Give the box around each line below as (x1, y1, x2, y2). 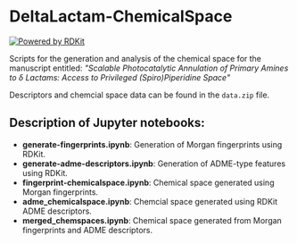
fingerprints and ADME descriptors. (21, 224, 153, 235)
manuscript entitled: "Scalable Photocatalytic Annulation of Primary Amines (9, 63, 289, 73)
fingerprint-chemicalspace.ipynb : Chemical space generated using (21, 177, 275, 188)
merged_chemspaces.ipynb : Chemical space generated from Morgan (21, 215, 283, 225)
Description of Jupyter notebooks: (9, 115, 205, 130)
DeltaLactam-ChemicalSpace (9, 6, 233, 27)
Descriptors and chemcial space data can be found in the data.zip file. (9, 89, 270, 100)
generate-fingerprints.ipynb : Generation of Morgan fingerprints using (21, 139, 283, 149)
